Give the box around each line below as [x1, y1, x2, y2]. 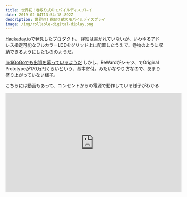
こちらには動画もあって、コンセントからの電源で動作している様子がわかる [5, 83, 160, 89]
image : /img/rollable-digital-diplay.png [5, 21, 94, 27]
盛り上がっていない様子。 [5, 72, 58, 78]
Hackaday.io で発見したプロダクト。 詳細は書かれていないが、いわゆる [5, 36, 151, 42]
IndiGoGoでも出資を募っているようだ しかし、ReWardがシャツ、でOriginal [5, 59, 159, 66]
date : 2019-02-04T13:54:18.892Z [5, 12, 73, 17]
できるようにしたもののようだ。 [9, 48, 76, 55]
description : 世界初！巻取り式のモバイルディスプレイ [5, 17, 106, 22]
